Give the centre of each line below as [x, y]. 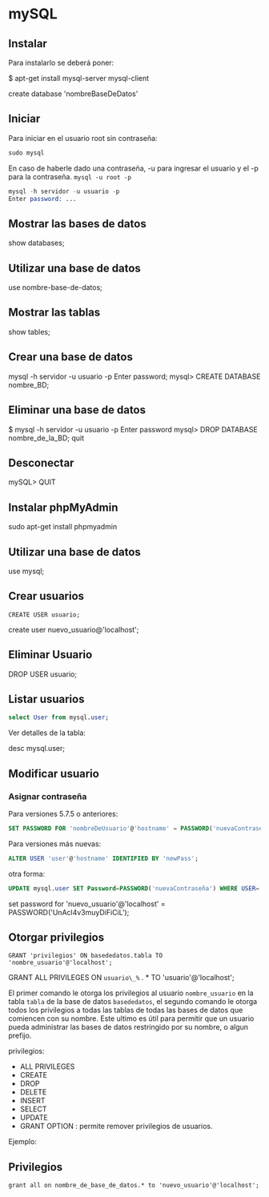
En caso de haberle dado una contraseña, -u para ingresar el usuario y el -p [133, 168]
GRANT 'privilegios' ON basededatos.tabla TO [85, 956]
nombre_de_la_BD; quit [46, 438]
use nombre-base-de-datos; [55, 287]
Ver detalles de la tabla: [47, 733]
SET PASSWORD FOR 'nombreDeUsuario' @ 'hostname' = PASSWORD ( [111, 828]
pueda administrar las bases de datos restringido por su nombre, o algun [128, 1027]
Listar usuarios [46, 699]
